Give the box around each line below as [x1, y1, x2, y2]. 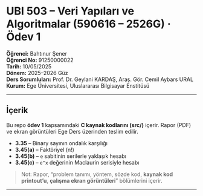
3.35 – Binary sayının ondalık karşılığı [14, 139, 108, 146]
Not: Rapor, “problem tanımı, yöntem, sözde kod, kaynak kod [21, 171, 173, 178]
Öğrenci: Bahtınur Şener [6, 50, 68, 57]
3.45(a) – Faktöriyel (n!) [14, 146, 74, 153]
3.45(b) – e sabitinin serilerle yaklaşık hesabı [14, 152, 127, 160]
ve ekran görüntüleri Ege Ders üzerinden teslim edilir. [6, 128, 139, 135]
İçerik [6, 105, 28, 116]
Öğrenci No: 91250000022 [6, 56, 74, 64]
